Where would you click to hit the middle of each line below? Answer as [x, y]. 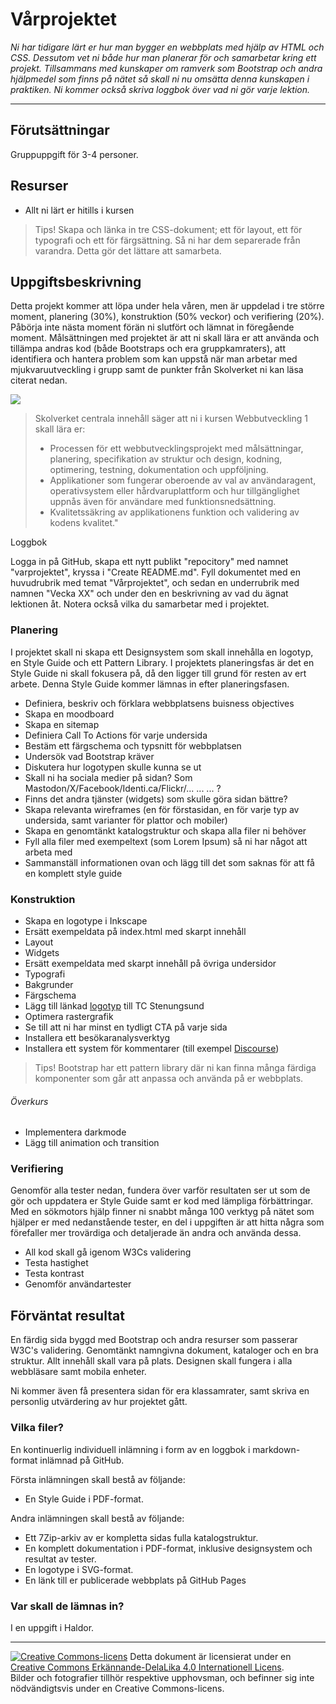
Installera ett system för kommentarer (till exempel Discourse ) [152, 1048]
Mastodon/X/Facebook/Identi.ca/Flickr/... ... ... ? [123, 788]
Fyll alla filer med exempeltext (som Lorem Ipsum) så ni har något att [166, 841]
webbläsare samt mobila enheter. [78, 1372]
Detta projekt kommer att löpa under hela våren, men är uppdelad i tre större [167, 306]
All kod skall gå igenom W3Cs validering [108, 1252]
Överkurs [29, 1101]
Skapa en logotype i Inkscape [86, 920]
